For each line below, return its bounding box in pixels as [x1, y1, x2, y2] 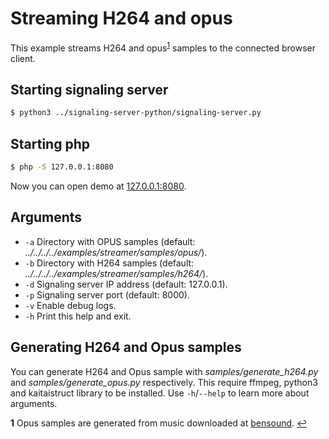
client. [10, 52, 36, 64]
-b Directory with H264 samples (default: [24, 257, 195, 269]
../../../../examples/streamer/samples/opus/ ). [24, 246, 208, 258]
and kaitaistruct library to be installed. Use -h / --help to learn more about [10, 387, 310, 399]
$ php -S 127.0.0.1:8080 [10, 162, 114, 172]
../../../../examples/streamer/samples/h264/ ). [24, 267, 209, 279]
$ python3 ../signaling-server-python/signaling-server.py [10, 108, 262, 118]
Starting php [10, 135, 90, 152]
